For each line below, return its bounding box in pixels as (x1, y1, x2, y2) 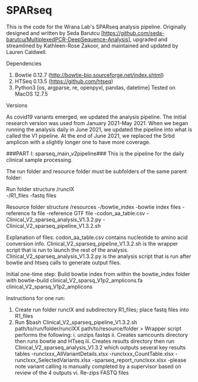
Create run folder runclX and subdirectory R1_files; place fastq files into (14, 306, 189, 313)
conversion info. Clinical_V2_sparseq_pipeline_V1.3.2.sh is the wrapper (6, 240, 178, 247)
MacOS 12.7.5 (14, 90, 49, 97)
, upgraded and (130, 36, 168, 43)
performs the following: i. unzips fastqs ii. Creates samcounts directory (14, 331, 189, 338)
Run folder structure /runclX (6, 185, 75, 193)
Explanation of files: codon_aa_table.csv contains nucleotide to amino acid (6, 234, 188, 241)
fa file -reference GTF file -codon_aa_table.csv (31, 209, 145, 217)
